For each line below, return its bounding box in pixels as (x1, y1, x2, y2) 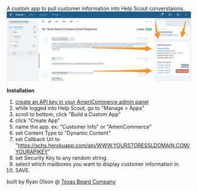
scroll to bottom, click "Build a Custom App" (15, 111, 122, 118)
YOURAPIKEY (15, 148, 49, 155)
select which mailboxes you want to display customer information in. (15, 161, 180, 168)
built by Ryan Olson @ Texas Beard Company (6, 178, 116, 185)
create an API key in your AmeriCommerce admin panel (15, 98, 149, 105)
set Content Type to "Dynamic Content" (15, 129, 111, 137)
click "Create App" (15, 117, 60, 124)
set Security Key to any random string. (15, 154, 108, 161)
